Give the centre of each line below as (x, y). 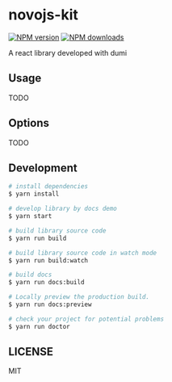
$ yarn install (34, 194)
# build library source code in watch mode (83, 253)
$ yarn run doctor (39, 326)
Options (29, 123)
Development (43, 168)
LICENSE (31, 352)
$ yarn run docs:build (46, 283)
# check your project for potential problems (86, 319)
